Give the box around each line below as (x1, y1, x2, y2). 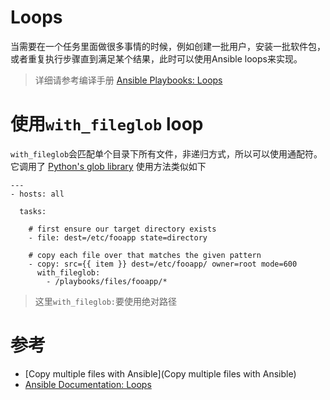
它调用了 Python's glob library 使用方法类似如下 (10, 160, 207, 172)
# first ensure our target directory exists (28, 224, 217, 234)
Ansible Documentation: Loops (24, 378, 152, 390)
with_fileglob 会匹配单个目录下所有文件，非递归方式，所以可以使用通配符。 (10, 147, 323, 160)
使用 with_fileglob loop (10, 113, 204, 136)
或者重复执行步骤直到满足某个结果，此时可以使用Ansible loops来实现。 (10, 52, 303, 65)
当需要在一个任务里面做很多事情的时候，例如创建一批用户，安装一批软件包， (10, 40, 326, 52)
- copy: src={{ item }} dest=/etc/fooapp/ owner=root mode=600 (28, 259, 298, 269)
